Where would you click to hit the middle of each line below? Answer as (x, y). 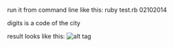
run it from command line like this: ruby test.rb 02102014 (87, 10)
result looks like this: (36, 36)
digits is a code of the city (44, 23)
